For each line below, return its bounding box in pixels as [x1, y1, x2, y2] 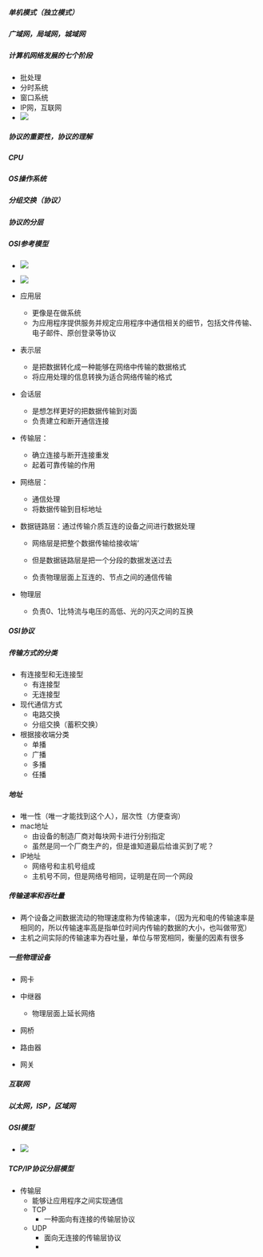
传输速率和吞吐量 [8, 891, 65, 900]
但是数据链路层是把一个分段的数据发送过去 [31, 555, 173, 565]
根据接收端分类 [19, 729, 70, 739]
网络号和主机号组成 [31, 861, 96, 871]
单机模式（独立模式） [8, 7, 78, 17]
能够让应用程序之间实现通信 [31, 1195, 124, 1205]
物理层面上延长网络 [31, 1008, 96, 1017]
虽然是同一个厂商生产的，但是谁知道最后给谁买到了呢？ [31, 841, 214, 851]
